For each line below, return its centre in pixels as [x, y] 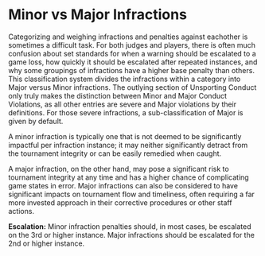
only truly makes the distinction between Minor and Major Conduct [118, 95]
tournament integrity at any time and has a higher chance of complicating [129, 177]
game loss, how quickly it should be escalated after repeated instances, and [133, 62]
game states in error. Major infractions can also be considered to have [123, 185]
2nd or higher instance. [47, 243]
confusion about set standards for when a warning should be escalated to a [132, 53]
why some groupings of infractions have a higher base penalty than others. [131, 70]
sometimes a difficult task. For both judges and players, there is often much [132, 45]
